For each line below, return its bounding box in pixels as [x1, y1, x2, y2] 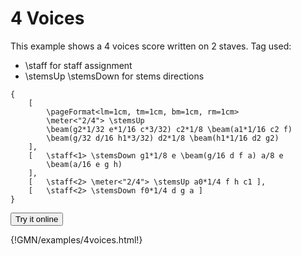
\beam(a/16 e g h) [46, 159, 123, 169]
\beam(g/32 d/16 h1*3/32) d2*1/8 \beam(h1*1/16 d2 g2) [46, 133, 280, 143]
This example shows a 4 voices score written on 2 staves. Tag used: [10, 40, 292, 52]
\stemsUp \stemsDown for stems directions [24, 70, 205, 82]
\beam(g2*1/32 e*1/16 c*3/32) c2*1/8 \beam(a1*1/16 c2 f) [46, 124, 293, 134]
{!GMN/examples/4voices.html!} [10, 233, 143, 246]
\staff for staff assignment [24, 59, 133, 71]
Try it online [15, 213, 59, 224]
